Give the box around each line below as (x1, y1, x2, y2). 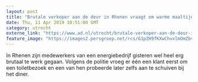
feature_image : (6, 36, 44, 42)
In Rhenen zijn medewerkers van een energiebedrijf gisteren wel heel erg (6, 52, 184, 59)
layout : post (6, 8, 38, 15)
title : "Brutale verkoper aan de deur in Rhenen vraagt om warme (6, 14, 170, 20)
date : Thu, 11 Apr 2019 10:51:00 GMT (6, 19, 99, 25)
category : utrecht (6, 25, 51, 31)
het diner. (6, 71, 29, 77)
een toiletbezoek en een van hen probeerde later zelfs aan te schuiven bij (6, 64, 184, 71)
